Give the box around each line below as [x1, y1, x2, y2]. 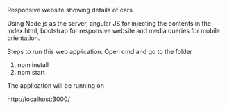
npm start [17, 68, 45, 76]
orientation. [7, 34, 40, 42]
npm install [17, 61, 49, 68]
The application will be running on [7, 82, 104, 89]
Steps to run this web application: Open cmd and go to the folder [7, 48, 193, 55]
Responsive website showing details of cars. [7, 6, 135, 14]
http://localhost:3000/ [7, 95, 71, 103]
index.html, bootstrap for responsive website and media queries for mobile [7, 27, 221, 35]
